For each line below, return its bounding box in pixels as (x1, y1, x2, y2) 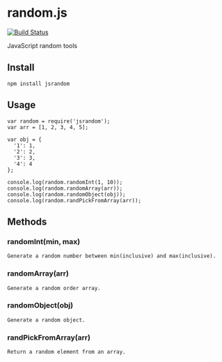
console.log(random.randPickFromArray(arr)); (7, 197, 141, 204)
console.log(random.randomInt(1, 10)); (7, 179, 123, 186)
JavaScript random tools (7, 41, 78, 50)
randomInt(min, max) (7, 236, 81, 246)
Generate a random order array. (7, 285, 101, 292)
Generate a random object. (7, 316, 86, 324)
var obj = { (7, 136, 42, 143)
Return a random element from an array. (7, 349, 127, 356)
